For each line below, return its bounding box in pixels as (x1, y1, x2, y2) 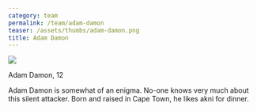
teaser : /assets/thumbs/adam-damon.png (8, 26, 140, 34)
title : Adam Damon (8, 33, 69, 42)
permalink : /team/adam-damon (8, 19, 104, 27)
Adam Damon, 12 (8, 71, 64, 80)
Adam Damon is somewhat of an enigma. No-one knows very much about (8, 86, 249, 95)
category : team (8, 11, 59, 20)
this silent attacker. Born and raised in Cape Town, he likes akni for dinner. (8, 94, 249, 104)
